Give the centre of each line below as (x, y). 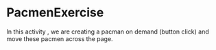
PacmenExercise (55, 13)
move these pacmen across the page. (60, 38)
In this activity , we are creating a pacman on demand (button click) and (108, 32)
